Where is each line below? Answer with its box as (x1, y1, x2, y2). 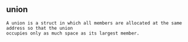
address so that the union (6, 25, 73, 31)
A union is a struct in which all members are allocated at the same (6, 20, 183, 26)
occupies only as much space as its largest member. (6, 30, 140, 36)
